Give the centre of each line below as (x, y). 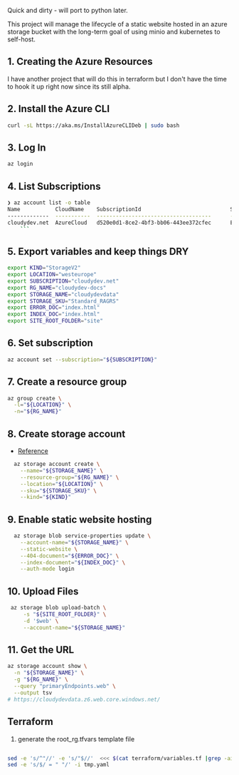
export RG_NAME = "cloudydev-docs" (57, 288)
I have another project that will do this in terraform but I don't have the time (117, 78)
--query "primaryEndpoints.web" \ (65, 687)
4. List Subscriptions (54, 186)
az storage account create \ (57, 464)
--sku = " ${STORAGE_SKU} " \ (59, 491)
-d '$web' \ (41, 621)
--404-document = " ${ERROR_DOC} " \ (70, 556)
